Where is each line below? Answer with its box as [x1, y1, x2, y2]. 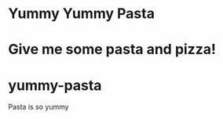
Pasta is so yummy [8, 103, 69, 112]
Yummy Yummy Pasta [8, 5, 155, 23]
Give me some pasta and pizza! [8, 41, 216, 59]
